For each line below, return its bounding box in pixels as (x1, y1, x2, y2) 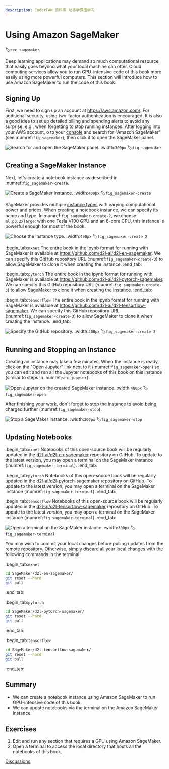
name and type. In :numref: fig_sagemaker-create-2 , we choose (5, 212, 137, 219)
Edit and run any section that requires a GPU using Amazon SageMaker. (12, 738, 162, 744)
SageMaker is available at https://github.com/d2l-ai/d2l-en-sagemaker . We (5, 250, 161, 257)
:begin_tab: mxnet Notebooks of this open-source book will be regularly (5, 446, 152, 452)
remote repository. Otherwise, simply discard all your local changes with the (5, 546, 163, 552)
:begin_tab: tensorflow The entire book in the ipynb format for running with (5, 297, 160, 303)
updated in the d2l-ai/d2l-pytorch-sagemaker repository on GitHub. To (5, 478, 152, 484)
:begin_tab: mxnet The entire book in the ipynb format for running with (5, 245, 148, 251)
